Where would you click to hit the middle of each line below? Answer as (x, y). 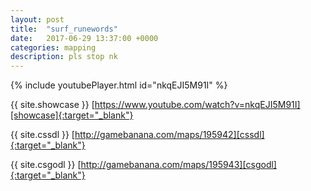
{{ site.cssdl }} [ (42, 135)
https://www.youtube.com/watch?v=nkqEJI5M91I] (197, 105)
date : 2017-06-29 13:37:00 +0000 (84, 38)
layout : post (37, 19)
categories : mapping (53, 47)
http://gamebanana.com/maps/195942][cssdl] (169, 135)
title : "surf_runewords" (64, 29)
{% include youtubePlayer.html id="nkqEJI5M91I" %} (119, 85)
